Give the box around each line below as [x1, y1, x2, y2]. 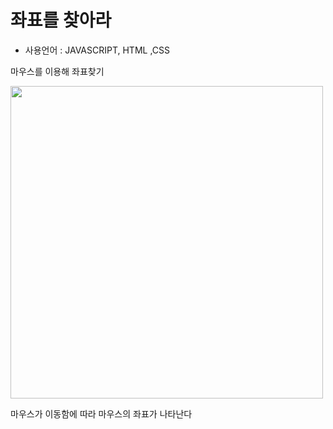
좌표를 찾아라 [10, 9, 112, 32]
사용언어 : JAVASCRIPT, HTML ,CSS [24, 44, 171, 56]
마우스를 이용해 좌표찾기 [10, 65, 105, 77]
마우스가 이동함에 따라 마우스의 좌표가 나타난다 [10, 407, 193, 420]
